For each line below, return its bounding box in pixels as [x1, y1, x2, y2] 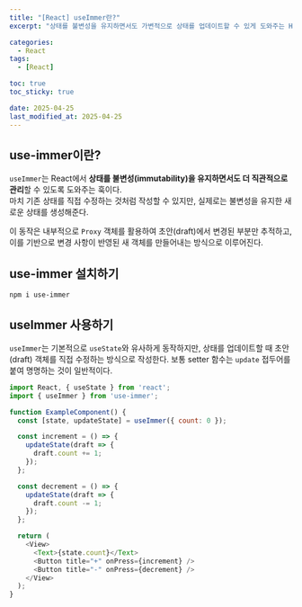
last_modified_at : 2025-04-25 [9, 112, 123, 121]
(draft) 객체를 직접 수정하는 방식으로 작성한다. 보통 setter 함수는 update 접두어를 [9, 353, 291, 364]
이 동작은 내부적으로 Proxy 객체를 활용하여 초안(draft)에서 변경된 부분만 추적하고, [9, 226, 292, 237]
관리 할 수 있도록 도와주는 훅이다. [9, 184, 123, 195]
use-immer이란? [9, 147, 102, 163]
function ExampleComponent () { [9, 407, 127, 416]
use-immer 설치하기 [9, 266, 120, 281]
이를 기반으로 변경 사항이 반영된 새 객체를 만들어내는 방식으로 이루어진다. [9, 237, 263, 248]
